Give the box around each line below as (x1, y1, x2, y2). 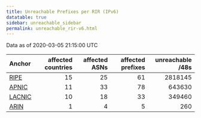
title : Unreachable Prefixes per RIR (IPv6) (6, 8, 119, 15)
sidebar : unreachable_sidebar (6, 20, 82, 26)
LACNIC (9, 93, 32, 101)
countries (44, 63, 73, 72)
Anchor (9, 60, 31, 68)
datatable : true (6, 14, 47, 20)
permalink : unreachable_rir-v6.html (6, 25, 98, 32)
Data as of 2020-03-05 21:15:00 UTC (6, 42, 98, 49)
